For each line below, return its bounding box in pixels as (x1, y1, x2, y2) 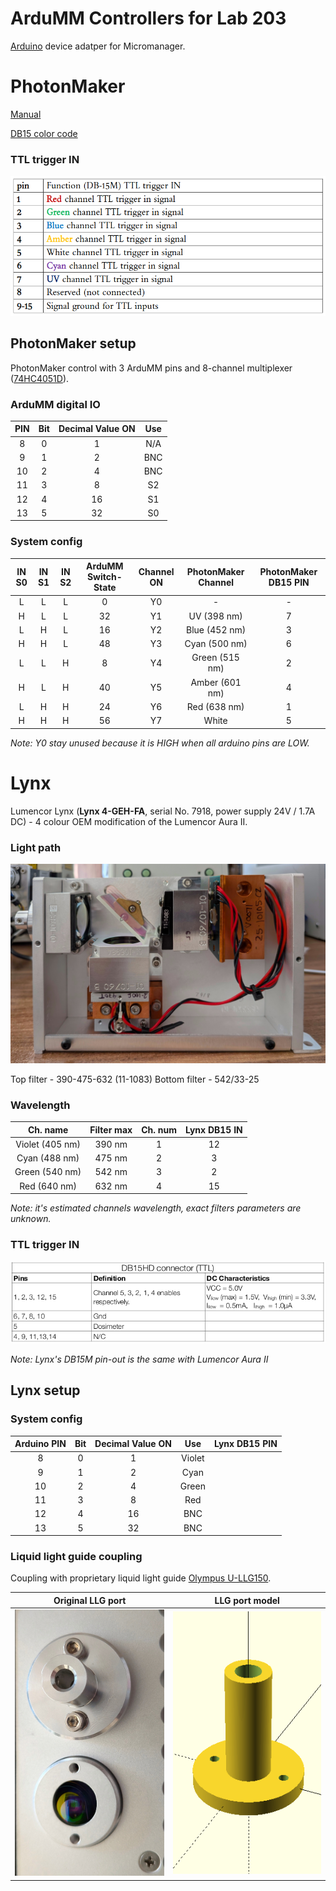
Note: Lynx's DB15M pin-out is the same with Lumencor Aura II (10, 1353, 269, 1365)
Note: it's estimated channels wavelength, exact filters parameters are (10, 1202, 302, 1214)
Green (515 (191, 652, 240, 664)
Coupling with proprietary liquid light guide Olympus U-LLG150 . (10, 1572, 272, 1584)
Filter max (89, 1123, 133, 1136)
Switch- (86, 571, 123, 583)
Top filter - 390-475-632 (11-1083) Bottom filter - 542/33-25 (10, 1073, 260, 1085)
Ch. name (27, 1123, 69, 1136)
